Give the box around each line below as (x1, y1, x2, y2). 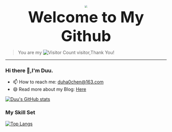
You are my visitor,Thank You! (17, 50, 115, 56)
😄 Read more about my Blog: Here (12, 86, 87, 93)
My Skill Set (5, 109, 35, 116)
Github (60, 26, 112, 46)
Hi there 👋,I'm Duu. (5, 67, 54, 74)
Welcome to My (28, 7, 144, 27)
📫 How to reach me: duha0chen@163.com (12, 79, 104, 85)
